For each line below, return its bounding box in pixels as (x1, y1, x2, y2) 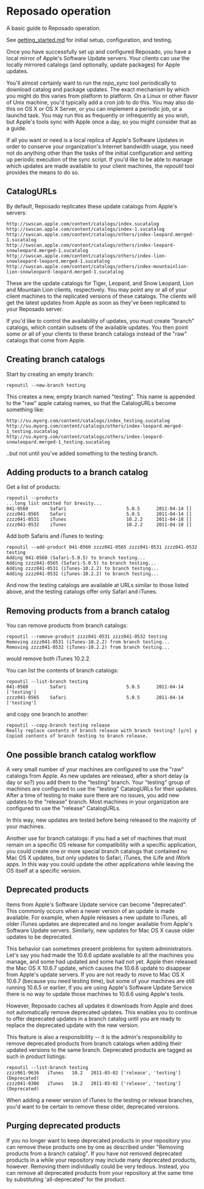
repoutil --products (6, 495, 59, 501)
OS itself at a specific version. (6, 867, 82, 874)
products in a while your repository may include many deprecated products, (6, 1156, 197, 1163)
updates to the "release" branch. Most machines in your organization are (6, 798, 189, 805)
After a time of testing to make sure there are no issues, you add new (6, 792, 180, 799)
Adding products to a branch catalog (6, 467, 149, 478)
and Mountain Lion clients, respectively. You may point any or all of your (6, 286, 187, 293)
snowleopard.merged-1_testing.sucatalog (6, 439, 111, 445)
